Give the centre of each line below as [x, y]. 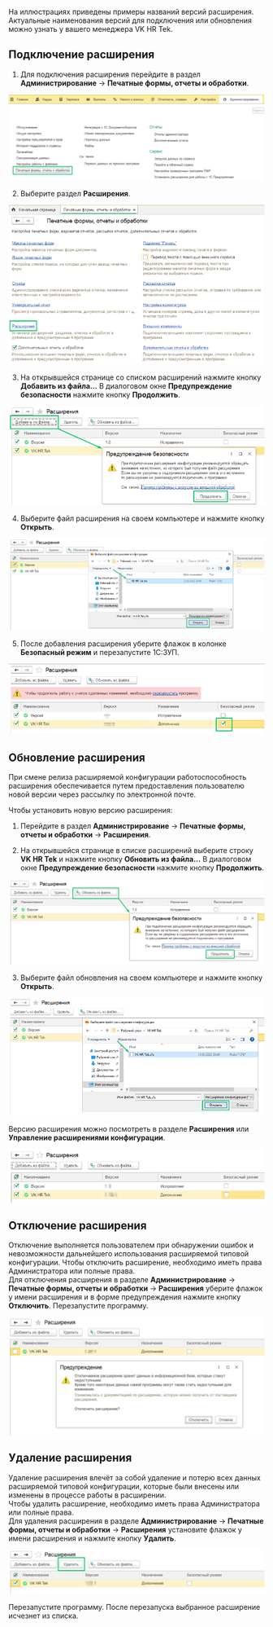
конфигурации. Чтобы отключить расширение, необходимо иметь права [135, 1263]
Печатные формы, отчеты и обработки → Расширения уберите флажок [136, 1288]
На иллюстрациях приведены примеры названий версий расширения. [131, 12]
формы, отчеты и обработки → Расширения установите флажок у [125, 1529]
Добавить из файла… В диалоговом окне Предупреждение [126, 386]
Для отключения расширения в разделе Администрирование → [122, 1280]
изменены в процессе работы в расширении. [87, 1495]
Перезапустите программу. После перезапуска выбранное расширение [134, 1607]
